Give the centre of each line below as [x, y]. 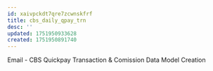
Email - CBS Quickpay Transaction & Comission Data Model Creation [106, 60]
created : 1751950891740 [42, 40]
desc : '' [20, 27]
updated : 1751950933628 [42, 33]
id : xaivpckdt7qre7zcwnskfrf [50, 14]
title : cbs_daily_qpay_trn [47, 20]
